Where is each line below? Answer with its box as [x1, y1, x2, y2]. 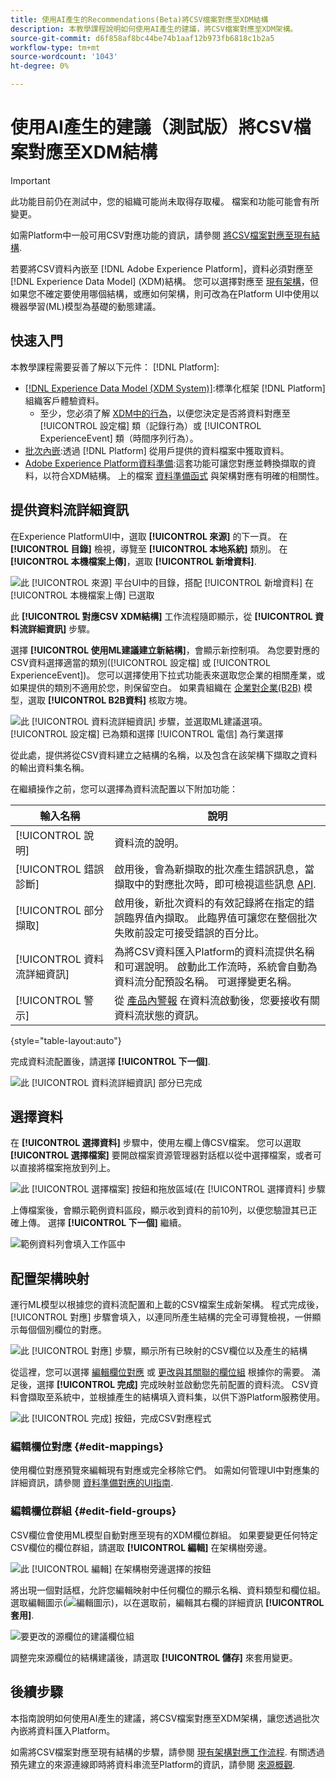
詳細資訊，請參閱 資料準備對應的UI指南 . [10, 1477, 174, 1489]
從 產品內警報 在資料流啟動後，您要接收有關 [114, 993, 320, 1007]
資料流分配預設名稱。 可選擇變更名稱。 [114, 974, 298, 988]
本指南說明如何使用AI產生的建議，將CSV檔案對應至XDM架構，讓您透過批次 [10, 1712, 320, 1724]
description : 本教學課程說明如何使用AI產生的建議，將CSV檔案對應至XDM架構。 [10, 24, 298, 34]
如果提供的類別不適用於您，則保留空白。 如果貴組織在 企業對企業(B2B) [10, 681, 302, 693]
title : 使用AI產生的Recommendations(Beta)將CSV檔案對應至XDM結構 [10, 14, 269, 25]
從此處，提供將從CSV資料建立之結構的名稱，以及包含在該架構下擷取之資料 [10, 749, 318, 761]
